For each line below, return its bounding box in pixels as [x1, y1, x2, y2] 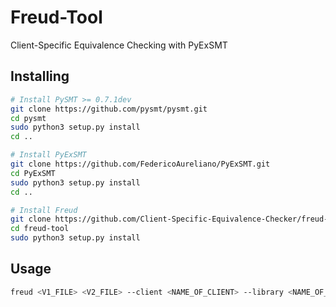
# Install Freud [10, 205, 78, 215]
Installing [10, 68, 70, 85]
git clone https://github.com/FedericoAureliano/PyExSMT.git [10, 159, 271, 169]
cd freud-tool [10, 224, 70, 234]
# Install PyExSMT [10, 150, 87, 160]
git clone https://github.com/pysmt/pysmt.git [10, 104, 208, 114]
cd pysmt [10, 113, 47, 123]
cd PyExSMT [10, 168, 56, 178]
